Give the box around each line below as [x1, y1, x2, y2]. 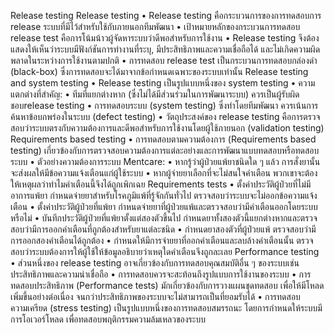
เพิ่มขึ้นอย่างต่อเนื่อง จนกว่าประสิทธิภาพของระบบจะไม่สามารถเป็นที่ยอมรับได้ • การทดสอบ [10, 291, 301, 302]
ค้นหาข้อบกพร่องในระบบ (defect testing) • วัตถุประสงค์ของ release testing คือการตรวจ [10, 111, 321, 122]
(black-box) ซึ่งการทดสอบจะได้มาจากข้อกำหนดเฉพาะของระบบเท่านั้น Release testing [10, 66, 309, 77]
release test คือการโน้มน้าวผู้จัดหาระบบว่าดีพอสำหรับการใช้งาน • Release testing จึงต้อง [10, 32, 320, 44]
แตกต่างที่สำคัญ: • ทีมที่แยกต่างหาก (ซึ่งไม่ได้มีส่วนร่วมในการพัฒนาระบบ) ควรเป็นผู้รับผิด [10, 88, 300, 100]
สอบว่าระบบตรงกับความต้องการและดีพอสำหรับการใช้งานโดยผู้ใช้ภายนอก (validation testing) [10, 122, 325, 134]
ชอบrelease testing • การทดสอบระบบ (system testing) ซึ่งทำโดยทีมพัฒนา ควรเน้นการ [10, 100, 319, 111]
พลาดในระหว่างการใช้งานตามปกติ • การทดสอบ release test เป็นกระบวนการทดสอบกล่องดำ [10, 55, 318, 66]
